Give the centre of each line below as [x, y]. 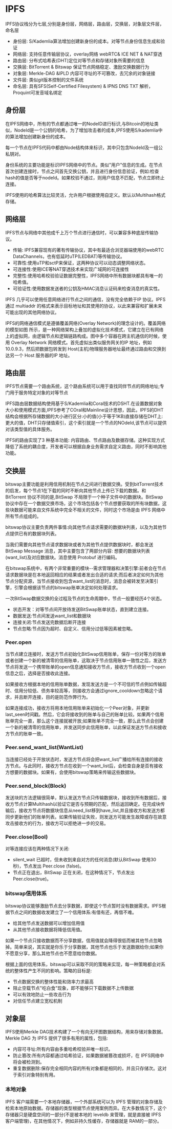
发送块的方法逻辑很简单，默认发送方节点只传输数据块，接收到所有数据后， [84, 798]
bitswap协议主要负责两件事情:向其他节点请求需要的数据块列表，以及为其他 [84, 527]
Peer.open [18, 642]
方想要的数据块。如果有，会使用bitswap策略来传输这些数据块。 [72, 772]
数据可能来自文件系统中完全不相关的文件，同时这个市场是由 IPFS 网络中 [90, 510]
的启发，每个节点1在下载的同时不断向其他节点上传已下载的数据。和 [76, 491]
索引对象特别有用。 [37, 1075]
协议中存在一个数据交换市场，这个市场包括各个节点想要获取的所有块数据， [84, 504]
